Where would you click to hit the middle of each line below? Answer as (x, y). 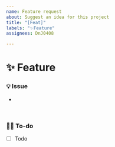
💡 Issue (17, 86)
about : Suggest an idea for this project (58, 17)
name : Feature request (34, 11)
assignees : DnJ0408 (30, 34)
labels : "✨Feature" (30, 28)
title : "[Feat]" (26, 22)
